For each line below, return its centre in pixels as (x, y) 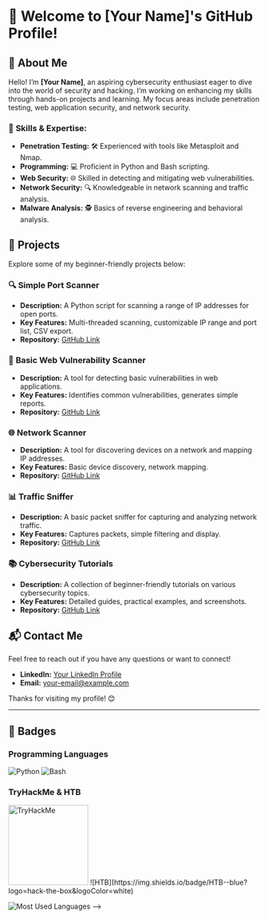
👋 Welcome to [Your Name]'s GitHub (131, 16)
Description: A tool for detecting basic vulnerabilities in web (119, 378)
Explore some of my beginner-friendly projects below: (97, 264)
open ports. (39, 314)
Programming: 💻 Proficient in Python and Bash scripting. (114, 166)
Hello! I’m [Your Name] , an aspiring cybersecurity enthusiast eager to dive (130, 82)
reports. (33, 403)
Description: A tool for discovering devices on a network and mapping (136, 450)
